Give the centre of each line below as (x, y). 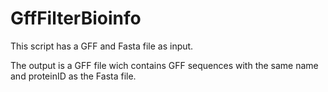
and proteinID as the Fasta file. (73, 76)
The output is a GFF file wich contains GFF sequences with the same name (164, 65)
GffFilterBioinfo (76, 18)
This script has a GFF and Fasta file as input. (102, 46)
